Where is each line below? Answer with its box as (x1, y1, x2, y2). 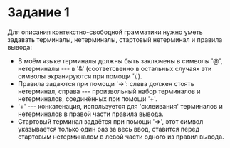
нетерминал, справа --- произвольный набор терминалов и (17, 87, 201, 95)
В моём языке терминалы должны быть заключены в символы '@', (17, 56, 223, 65)
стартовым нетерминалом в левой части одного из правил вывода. (17, 132, 224, 141)
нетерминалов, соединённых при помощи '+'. (17, 94, 158, 103)
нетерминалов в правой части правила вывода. (17, 110, 164, 118)
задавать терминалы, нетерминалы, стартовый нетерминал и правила (7, 35, 223, 43)
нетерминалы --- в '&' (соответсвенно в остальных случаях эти (17, 64, 212, 73)
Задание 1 (7, 4, 70, 21)
